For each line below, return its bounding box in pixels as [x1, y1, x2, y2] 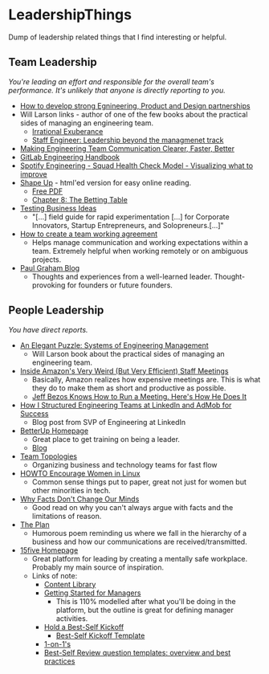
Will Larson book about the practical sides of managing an [31, 349, 225, 358]
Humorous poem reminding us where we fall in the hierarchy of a [31, 528, 247, 537]
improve [19, 169, 47, 178]
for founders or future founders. [67, 280, 173, 290]
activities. [55, 613, 88, 623]
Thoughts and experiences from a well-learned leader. [31, 272, 213, 281]
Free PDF [31, 186, 63, 196]
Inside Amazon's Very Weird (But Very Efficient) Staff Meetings [19, 366, 229, 375]
